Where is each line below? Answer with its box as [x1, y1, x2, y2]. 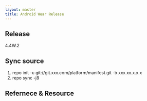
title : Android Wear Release [5, 12, 64, 17]
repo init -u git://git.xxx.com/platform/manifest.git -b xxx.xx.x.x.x [12, 70, 142, 76]
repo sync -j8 [12, 75, 39, 81]
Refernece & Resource [5, 89, 74, 98]
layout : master [5, 7, 36, 12]
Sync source [5, 57, 44, 65]
